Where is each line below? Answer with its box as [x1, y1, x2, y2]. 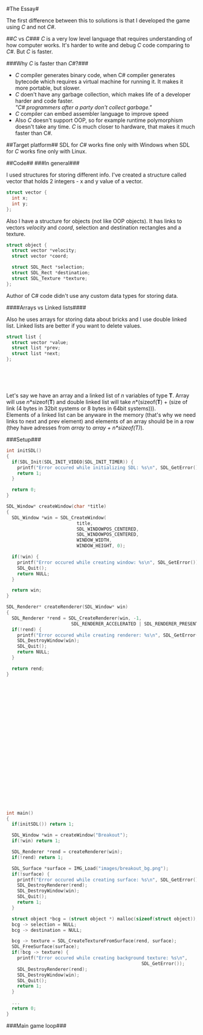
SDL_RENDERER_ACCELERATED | [71, 621, 142, 627]
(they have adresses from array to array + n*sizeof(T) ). [6, 424, 144, 431]
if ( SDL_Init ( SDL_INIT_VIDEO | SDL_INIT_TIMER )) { [11, 459, 134, 465]
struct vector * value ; [11, 339, 69, 345]
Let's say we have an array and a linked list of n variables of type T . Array [6, 392, 190, 399]
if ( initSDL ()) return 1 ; [11, 821, 74, 828]
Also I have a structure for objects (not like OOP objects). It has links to [6, 217, 182, 224]
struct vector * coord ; [11, 253, 69, 260]
